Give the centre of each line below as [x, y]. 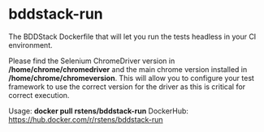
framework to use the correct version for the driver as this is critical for [127, 87]
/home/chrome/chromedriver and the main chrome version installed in [128, 69]
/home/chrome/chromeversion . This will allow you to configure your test [131, 78]
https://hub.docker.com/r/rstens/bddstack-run [86, 119]
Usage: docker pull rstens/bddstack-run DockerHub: [99, 111]
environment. [30, 45]
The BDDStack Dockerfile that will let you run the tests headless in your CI [132, 36]
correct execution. [39, 95]
